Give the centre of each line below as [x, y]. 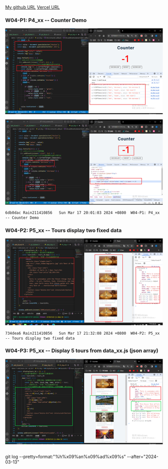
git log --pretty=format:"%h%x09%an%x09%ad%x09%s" [65, 456]
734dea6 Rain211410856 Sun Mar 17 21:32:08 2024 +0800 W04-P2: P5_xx [82, 333]
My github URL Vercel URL [32, 7]
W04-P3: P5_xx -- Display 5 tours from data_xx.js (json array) [82, 351]
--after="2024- [143, 456]
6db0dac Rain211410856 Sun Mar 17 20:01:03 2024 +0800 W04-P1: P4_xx [82, 212]
